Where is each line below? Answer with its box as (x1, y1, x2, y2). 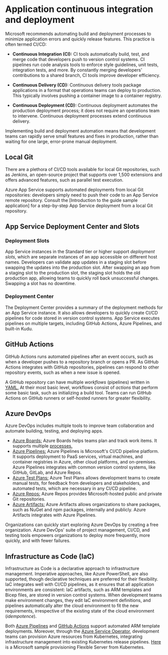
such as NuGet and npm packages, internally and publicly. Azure (12, 506, 146, 513)
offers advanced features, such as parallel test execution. (5, 176, 123, 183)
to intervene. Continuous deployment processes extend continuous (12, 112, 151, 118)
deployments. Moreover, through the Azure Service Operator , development (5, 628, 159, 634)
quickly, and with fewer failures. (5, 537, 71, 543)
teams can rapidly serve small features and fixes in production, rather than (5, 133, 159, 139)
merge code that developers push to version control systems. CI (12, 56, 145, 62)
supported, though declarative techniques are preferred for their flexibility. (5, 576, 158, 582)
